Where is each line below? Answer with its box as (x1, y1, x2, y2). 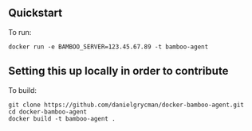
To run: (8, 27, 32, 37)
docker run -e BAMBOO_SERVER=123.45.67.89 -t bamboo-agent (8, 43, 209, 51)
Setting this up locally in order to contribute (8, 64, 229, 78)
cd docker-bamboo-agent (8, 107, 88, 116)
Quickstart (8, 6, 63, 20)
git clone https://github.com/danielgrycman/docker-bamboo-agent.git (8, 101, 245, 109)
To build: (8, 85, 37, 94)
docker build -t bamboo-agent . (8, 114, 116, 122)
